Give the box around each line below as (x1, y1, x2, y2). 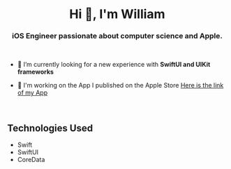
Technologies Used (7, 122, 93, 134)
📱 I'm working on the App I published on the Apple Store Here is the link (17, 81, 224, 90)
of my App (17, 88, 47, 97)
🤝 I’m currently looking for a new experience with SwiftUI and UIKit (17, 61, 211, 69)
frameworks (17, 67, 54, 76)
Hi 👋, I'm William (69, 6, 165, 22)
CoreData (17, 156, 45, 164)
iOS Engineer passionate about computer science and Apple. (11, 31, 223, 41)
